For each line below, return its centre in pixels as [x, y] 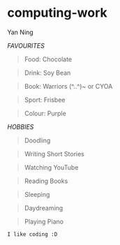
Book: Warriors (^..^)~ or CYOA [68, 86]
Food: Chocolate [48, 59]
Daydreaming [44, 208]
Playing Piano [44, 221]
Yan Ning [20, 32]
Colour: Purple [45, 113]
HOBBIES [21, 126]
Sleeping [37, 194]
